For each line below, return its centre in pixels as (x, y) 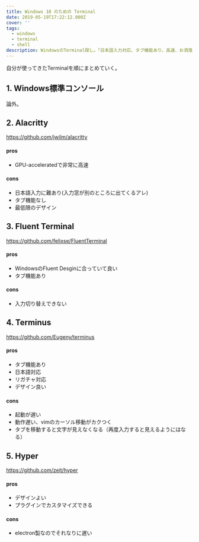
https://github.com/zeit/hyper (42, 470)
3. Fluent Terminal (40, 226)
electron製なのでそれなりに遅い (53, 533)
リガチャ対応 (30, 379)
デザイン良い (30, 387)
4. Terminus (29, 323)
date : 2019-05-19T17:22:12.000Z (46, 17)
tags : (13, 28)
